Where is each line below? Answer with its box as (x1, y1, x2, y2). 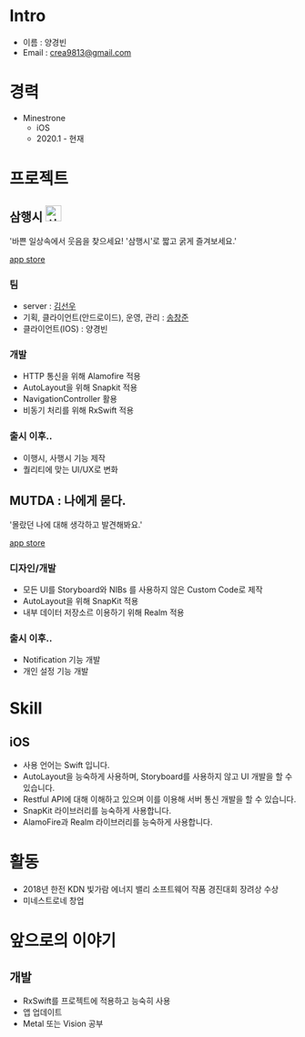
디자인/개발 (9, 561, 56, 574)
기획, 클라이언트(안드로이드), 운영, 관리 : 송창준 (22, 312, 189, 323)
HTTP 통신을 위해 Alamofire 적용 (22, 371, 141, 382)
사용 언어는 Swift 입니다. (22, 760, 110, 771)
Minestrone (22, 112, 66, 123)
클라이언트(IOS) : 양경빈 (22, 323, 108, 334)
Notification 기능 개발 (22, 654, 101, 665)
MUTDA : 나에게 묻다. (9, 493, 127, 508)
